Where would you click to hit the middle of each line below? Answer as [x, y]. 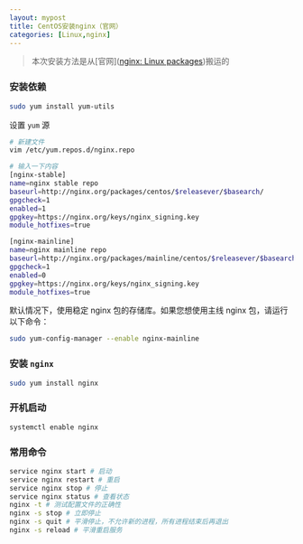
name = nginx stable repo [54, 183]
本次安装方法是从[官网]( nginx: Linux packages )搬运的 [130, 61]
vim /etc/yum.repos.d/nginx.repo [72, 150]
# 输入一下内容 [34, 167]
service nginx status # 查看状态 [69, 497]
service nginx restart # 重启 [64, 480]
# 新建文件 [27, 142]
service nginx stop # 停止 [59, 488]
